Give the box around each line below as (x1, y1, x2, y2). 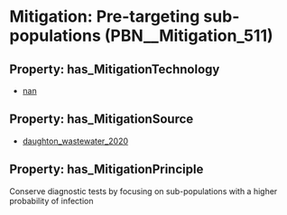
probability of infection (9, 195, 94, 206)
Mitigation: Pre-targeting (9, 6, 200, 27)
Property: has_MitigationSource (9, 111, 194, 127)
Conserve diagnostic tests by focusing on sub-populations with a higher (9, 185, 278, 196)
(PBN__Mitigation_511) (104, 25, 273, 46)
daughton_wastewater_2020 (22, 136, 129, 146)
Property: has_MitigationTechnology (9, 61, 220, 77)
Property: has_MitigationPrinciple (9, 162, 204, 177)
